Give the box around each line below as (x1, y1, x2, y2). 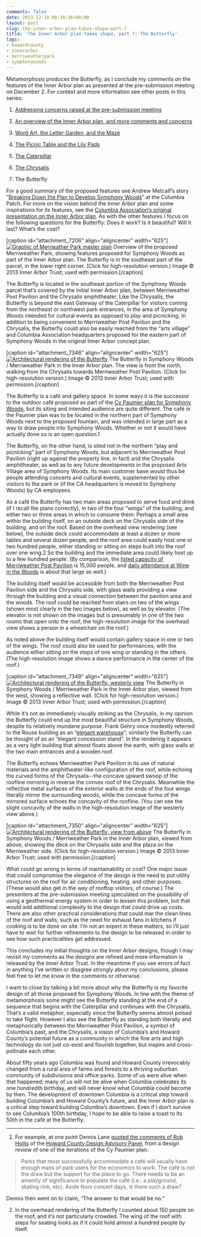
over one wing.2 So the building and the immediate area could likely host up (6, 549, 193, 556)
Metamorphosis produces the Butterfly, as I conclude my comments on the (6, 75, 191, 83)
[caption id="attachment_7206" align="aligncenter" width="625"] (6, 237, 169, 244)
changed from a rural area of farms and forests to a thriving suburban (6, 1065, 178, 1073)
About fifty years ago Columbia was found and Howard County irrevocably (6, 1059, 190, 1066)
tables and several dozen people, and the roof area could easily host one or (6, 536, 193, 543)
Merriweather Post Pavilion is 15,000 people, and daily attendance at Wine (6, 562, 190, 569)
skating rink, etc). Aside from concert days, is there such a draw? (20, 1183, 182, 1190)
